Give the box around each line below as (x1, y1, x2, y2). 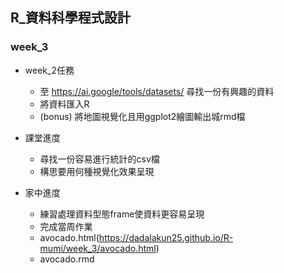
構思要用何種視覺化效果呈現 (39, 165, 155, 177)
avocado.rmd (39, 253, 95, 265)
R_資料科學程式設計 (10, 9, 131, 27)
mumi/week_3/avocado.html (39, 242, 157, 254)
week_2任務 (24, 64, 75, 76)
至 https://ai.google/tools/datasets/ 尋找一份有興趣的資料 (39, 85, 275, 97)
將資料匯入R (39, 98, 90, 110)
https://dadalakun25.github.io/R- (98, 231, 234, 243)
